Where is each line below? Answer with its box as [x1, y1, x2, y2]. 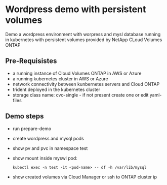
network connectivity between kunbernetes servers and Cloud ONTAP [12, 81, 160, 87]
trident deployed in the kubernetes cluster [12, 86, 100, 92]
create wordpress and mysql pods [12, 135, 85, 141]
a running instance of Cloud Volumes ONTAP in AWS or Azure [12, 70, 142, 76]
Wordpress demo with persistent [5, 4, 146, 15]
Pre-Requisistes [5, 57, 57, 66]
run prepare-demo [12, 126, 52, 132]
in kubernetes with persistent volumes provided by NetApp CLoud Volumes [5, 37, 162, 43]
